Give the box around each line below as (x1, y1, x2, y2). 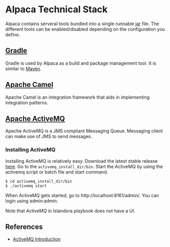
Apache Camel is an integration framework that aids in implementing (5, 94, 150, 100)
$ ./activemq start (5, 183, 47, 188)
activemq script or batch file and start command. (5, 168, 109, 175)
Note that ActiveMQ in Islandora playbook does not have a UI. (5, 207, 136, 214)
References (5, 222, 43, 232)
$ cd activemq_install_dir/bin (5, 179, 72, 184)
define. (5, 31, 20, 37)
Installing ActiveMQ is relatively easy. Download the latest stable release (5, 158, 158, 164)
